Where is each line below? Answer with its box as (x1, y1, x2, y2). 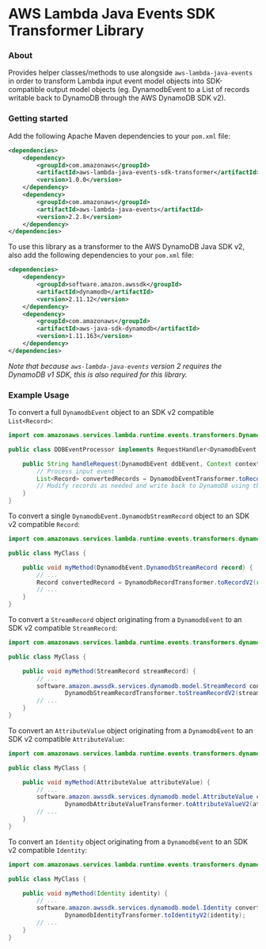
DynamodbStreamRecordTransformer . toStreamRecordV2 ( (64, 690, 239, 697)
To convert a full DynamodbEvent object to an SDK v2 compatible (8, 408, 215, 417)
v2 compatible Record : (8, 520, 81, 529)
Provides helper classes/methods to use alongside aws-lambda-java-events (8, 68, 253, 78)
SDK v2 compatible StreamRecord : (8, 624, 117, 633)
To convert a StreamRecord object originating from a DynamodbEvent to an (8, 615, 242, 624)
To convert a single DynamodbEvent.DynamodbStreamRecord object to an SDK (8, 511, 250, 521)
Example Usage (8, 390, 70, 401)
